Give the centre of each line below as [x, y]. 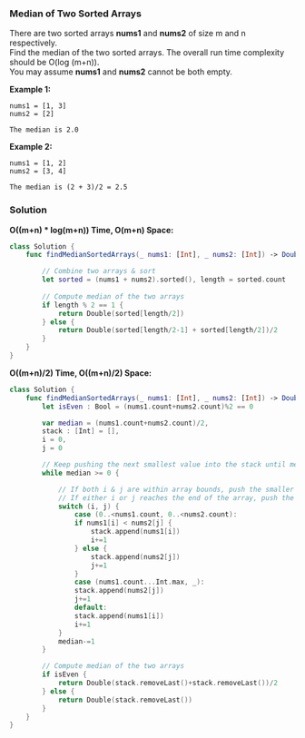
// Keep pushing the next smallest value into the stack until [164, 465]
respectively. [33, 43]
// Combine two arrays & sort [99, 271]
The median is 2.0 [44, 130]
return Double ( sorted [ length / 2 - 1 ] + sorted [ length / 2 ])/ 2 [168, 330]
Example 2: [31, 147]
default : [90, 608]
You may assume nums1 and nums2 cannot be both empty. [121, 72]
